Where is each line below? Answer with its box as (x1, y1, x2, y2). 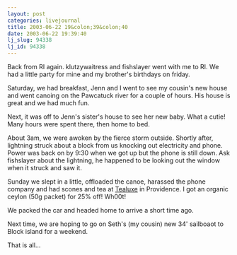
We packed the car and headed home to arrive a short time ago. (7, 206, 195, 214)
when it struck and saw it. (7, 164, 83, 172)
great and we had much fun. (7, 99, 90, 107)
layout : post (7, 10, 46, 18)
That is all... (7, 241, 41, 249)
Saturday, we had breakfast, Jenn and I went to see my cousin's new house (7, 84, 228, 92)
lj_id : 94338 (7, 43, 46, 50)
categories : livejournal (7, 17, 81, 24)
